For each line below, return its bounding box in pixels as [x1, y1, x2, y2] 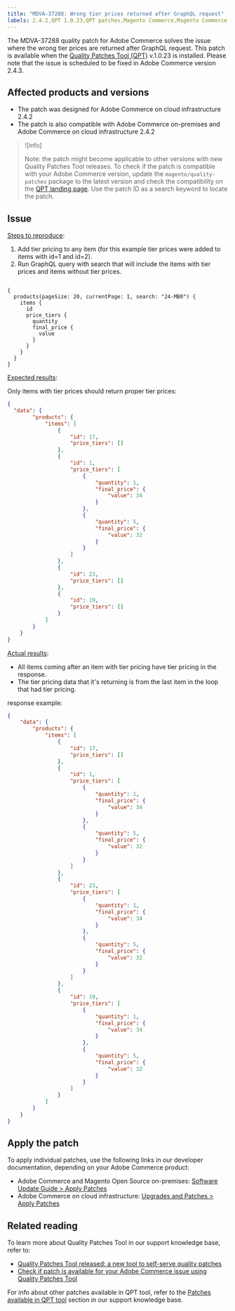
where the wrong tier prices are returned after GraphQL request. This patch [7, 44, 226, 52]
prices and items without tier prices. [17, 267, 122, 276]
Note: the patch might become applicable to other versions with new [24, 155, 223, 163]
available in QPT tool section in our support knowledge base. [7, 1296, 184, 1304]
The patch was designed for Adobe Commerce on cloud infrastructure [17, 105, 221, 113]
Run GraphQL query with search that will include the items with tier [17, 260, 211, 268]
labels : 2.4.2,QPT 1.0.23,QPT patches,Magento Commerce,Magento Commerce [7, 17, 228, 24]
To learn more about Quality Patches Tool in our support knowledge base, [7, 1239, 221, 1247]
